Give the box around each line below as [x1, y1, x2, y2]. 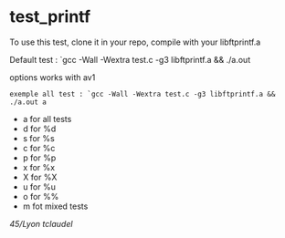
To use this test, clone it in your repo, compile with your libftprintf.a [9, 36, 261, 47]
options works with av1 [9, 71, 96, 83]
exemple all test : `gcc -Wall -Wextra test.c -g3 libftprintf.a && [9, 89, 276, 98]
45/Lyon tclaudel [9, 218, 73, 229]
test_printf [9, 6, 91, 27]
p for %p [22, 152, 57, 163]
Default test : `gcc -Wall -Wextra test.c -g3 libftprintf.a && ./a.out [9, 54, 251, 65]
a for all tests [22, 113, 72, 124]
